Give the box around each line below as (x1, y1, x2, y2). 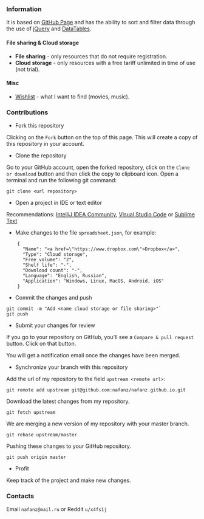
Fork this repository (15, 122, 64, 129)
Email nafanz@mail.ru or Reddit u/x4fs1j (6, 506, 107, 513)
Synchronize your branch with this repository (15, 363, 128, 371)
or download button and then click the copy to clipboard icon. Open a (6, 170, 179, 177)
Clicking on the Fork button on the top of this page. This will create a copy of (6, 134, 198, 141)
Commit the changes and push (15, 294, 92, 301)
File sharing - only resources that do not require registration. (15, 52, 168, 60)
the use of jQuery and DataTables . (6, 25, 92, 32)
